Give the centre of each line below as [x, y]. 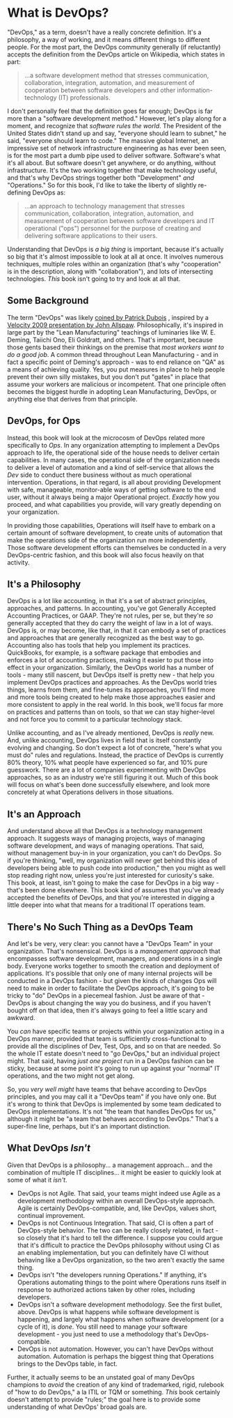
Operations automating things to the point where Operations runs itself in [122, 1282]
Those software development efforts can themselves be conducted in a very [117, 547]
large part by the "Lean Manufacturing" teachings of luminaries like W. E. [112, 332]
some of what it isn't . [37, 1180]
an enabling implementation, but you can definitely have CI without [113, 1252]
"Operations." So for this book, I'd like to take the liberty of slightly [102, 185]
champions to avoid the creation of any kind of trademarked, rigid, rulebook [116, 1385]
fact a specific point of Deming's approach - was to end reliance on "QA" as [116, 362]
